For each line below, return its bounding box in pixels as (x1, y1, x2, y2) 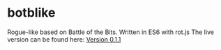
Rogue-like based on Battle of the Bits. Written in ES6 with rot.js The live (7, 28, 215, 36)
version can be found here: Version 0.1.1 (7, 35, 121, 43)
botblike (7, 5, 56, 21)
